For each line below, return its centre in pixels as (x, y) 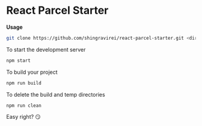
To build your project (32, 72)
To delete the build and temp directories (56, 94)
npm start (19, 61)
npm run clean (24, 106)
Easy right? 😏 (23, 117)
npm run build (24, 83)
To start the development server (46, 49)
